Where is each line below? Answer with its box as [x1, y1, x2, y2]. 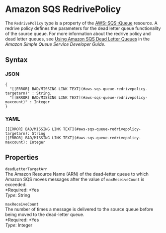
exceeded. [5, 181, 27, 188]
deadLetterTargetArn [5, 166, 48, 172]
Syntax [5, 56, 28, 64]
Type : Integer [5, 222, 33, 228]
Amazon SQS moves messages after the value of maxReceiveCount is [5, 176, 145, 182]
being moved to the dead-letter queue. [5, 211, 84, 218]
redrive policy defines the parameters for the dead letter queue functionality [5, 25, 161, 31]
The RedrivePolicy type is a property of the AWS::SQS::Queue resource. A [5, 20, 158, 26]
